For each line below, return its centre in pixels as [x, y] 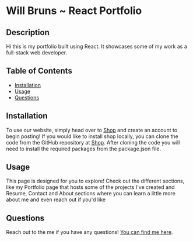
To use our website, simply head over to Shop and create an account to [92, 130]
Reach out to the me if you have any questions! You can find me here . [90, 232]
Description [28, 32]
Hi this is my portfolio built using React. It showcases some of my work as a [97, 46]
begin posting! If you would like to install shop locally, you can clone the [92, 136]
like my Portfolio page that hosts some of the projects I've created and [90, 187]
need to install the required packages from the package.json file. [84, 149]
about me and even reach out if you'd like [56, 199]
